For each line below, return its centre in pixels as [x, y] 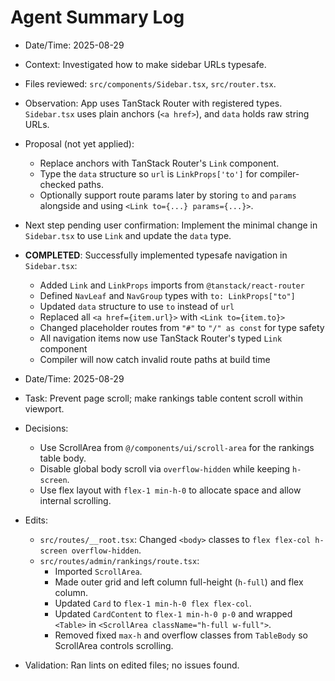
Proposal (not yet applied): [79, 143]
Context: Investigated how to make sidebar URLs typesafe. [145, 64]
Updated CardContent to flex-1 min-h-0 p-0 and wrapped [173, 613]
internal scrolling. [75, 500]
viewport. [44, 408]
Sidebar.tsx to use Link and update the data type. [128, 235]
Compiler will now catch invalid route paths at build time [155, 359]
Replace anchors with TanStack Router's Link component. [159, 163]
